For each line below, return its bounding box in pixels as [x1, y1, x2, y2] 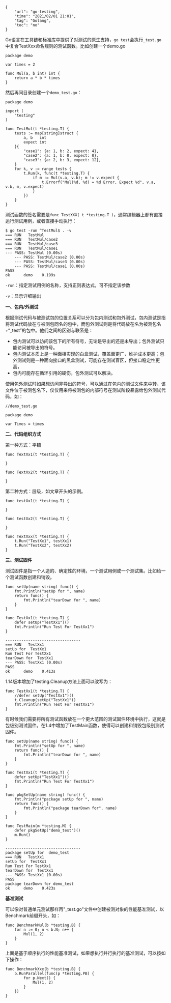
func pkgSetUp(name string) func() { [5, 792, 85, 797]
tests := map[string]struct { [14, 131, 79, 136]
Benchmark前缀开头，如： [5, 912, 61, 919]
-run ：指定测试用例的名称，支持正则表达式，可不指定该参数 [5, 282, 131, 288]
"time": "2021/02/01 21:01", [14, 14, 76, 19]
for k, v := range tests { [14, 166, 72, 171]
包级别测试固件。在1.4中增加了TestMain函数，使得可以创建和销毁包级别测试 [5, 723, 164, 728]
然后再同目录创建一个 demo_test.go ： [5, 90, 82, 95]
